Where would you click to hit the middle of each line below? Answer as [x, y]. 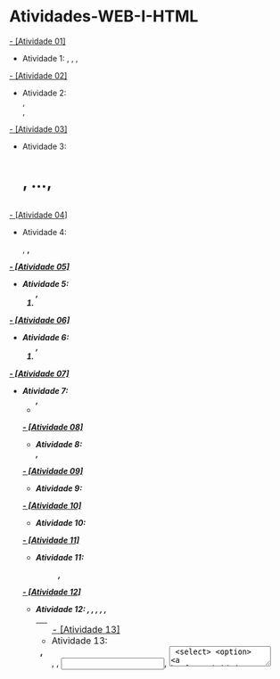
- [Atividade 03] [38, 129]
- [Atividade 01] [37, 41]
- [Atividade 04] [39, 215]
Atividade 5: [45, 283]
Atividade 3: [44, 146]
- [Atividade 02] [38, 75]
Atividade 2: [44, 93]
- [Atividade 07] [39, 373]
